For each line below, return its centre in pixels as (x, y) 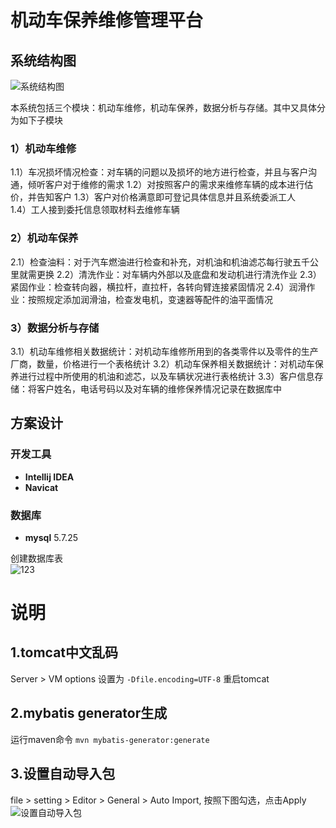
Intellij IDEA (49, 477)
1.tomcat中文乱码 (64, 652)
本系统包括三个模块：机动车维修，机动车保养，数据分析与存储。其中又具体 (163, 107)
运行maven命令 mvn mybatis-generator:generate (110, 739)
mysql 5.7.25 (51, 537)
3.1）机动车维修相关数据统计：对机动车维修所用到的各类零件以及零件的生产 (164, 351)
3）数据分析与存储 (55, 328)
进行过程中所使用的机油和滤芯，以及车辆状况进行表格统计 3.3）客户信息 (166, 376)
